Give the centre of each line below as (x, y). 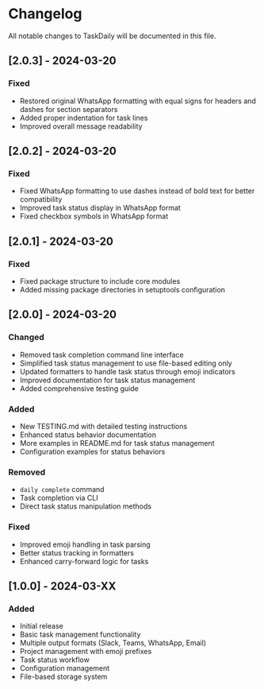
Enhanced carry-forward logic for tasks (84, 561)
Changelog (45, 14)
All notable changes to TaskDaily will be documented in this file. (112, 36)
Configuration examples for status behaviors (92, 451)
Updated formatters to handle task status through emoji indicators (127, 371)
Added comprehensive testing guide (79, 388)
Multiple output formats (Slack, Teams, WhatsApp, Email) (113, 643)
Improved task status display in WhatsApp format (100, 208)
